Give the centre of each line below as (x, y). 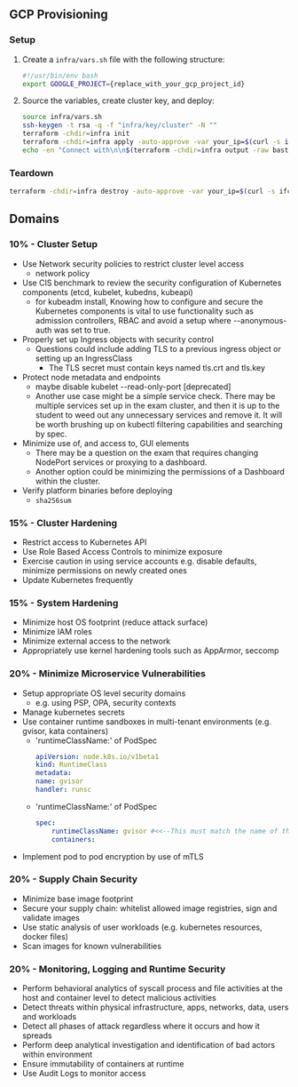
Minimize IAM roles (57, 632)
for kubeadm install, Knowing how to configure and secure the (149, 301)
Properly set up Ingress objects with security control (118, 339)
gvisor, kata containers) (65, 731)
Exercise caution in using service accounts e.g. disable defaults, (139, 561)
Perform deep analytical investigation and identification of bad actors (149, 1045)
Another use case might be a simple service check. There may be (155, 396)
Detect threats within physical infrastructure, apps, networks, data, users (155, 1007)
